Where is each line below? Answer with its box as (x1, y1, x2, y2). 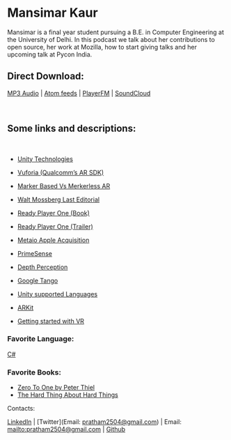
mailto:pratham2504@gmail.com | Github (7, 425, 126, 434)
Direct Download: (7, 70, 85, 82)
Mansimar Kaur (7, 5, 99, 21)
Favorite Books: (7, 367, 61, 377)
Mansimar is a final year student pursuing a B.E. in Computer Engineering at (7, 28, 224, 36)
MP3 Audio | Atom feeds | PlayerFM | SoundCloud (7, 89, 151, 97)
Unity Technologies (17, 155, 73, 163)
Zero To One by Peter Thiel (17, 384, 95, 392)
